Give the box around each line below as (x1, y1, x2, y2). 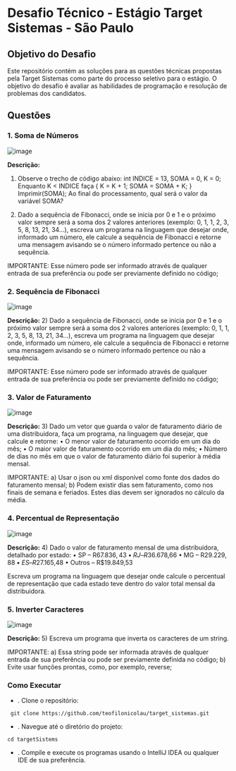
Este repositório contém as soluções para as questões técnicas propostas (7, 67, 222, 75)
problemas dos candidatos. (7, 90, 87, 97)
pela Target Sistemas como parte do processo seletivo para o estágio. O (7, 74, 217, 83)
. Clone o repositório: (17, 696, 79, 705)
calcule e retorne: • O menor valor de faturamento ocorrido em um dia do (7, 437, 221, 446)
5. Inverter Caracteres (7, 605, 85, 614)
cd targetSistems (7, 736, 58, 743)
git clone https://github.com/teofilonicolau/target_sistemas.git (10, 710, 210, 717)
